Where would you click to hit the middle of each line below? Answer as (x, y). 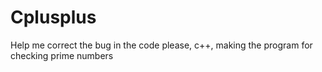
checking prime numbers (62, 55)
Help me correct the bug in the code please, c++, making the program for (161, 45)
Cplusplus (53, 17)
